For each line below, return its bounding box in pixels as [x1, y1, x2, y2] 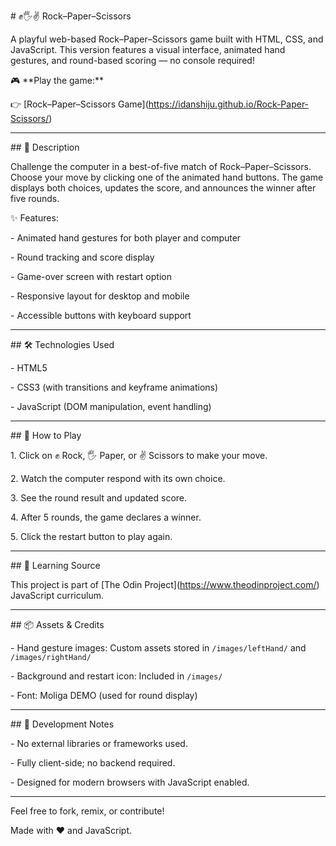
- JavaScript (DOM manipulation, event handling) [10, 401, 212, 412]
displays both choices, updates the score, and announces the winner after [10, 182, 317, 194]
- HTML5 [10, 362, 48, 374]
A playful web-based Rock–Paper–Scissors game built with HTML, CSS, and [10, 33, 324, 45]
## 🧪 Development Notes [10, 718, 115, 730]
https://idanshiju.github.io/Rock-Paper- [148, 98, 310, 110]
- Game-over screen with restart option [10, 271, 172, 282]
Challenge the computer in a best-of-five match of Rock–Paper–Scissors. [10, 161, 312, 172]
